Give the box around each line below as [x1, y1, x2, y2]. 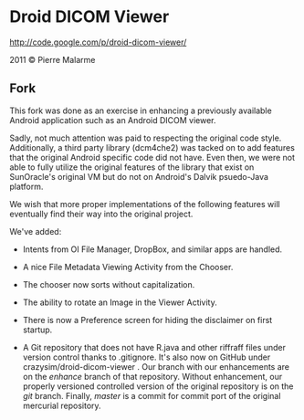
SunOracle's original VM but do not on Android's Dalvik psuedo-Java [9, 171, 269, 182]
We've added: [9, 226, 62, 236]
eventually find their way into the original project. [9, 208, 194, 219]
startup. [22, 324, 53, 335]
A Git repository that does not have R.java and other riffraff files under [22, 341, 286, 352]
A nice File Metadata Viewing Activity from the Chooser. [22, 261, 234, 272]
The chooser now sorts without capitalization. [22, 278, 195, 289]
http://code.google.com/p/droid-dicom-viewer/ [9, 37, 187, 47]
